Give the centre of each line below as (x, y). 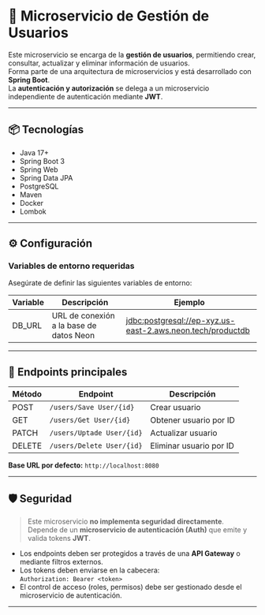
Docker (32, 203)
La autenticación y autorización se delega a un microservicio (109, 88)
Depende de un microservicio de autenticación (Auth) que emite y (137, 530)
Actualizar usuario (184, 433)
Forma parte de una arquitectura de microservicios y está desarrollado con (130, 71)
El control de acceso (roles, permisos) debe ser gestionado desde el (131, 587)
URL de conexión (84, 316)
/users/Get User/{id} (90, 420)
